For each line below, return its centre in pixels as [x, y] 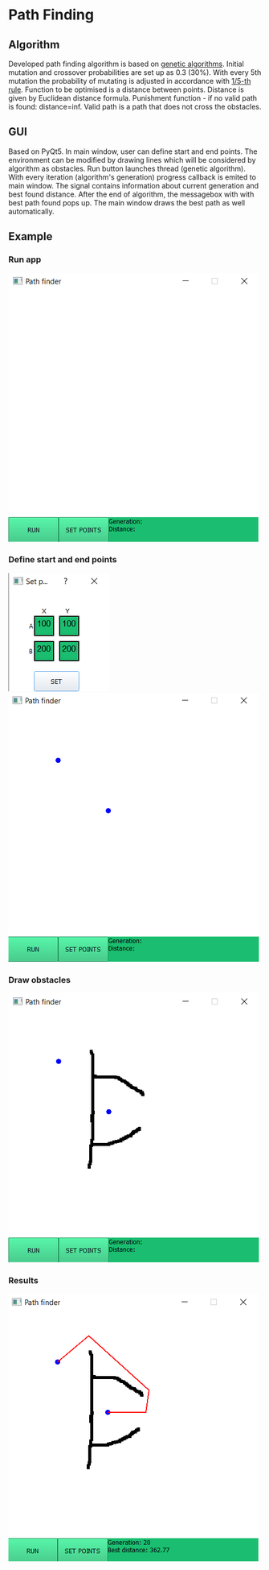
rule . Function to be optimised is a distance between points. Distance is [126, 89]
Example [31, 236]
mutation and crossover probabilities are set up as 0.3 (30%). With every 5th [135, 72]
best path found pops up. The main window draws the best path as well [127, 202]
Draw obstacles [39, 980]
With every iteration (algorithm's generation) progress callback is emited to [132, 177]
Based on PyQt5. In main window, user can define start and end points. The [133, 151]
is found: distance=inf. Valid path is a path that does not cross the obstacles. [135, 107]
